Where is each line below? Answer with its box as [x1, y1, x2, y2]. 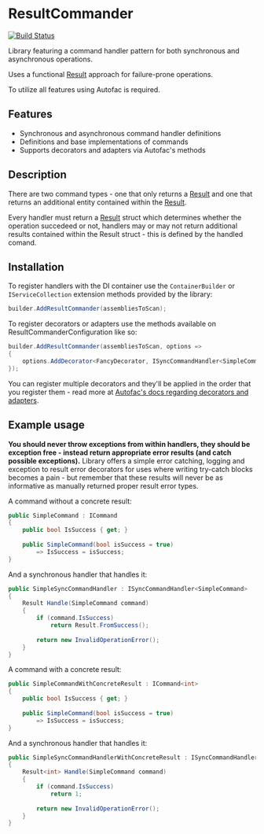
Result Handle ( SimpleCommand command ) [22, 600, 149, 607]
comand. [8, 238, 37, 247]
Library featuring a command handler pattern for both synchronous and [8, 46, 240, 55]
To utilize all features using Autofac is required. [8, 84, 161, 94]
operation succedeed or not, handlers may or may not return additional [8, 221, 238, 231]
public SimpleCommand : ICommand [8, 511, 118, 519]
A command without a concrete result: [8, 496, 132, 506]
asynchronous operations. [8, 54, 93, 64]
